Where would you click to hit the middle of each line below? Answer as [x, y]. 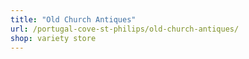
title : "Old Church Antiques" [73, 19]
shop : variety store [53, 38]
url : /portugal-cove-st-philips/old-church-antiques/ [125, 29]
